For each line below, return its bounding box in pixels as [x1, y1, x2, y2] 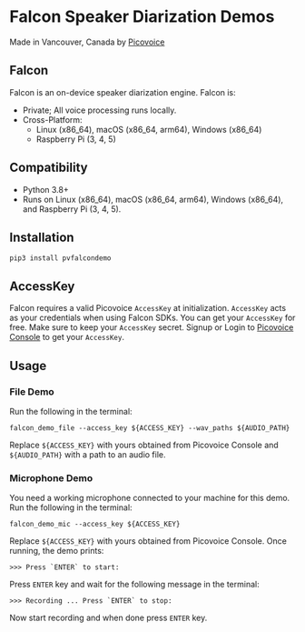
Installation [9, 229, 74, 245]
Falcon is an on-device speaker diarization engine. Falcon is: [9, 86, 236, 97]
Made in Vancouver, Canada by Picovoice [9, 36, 165, 47]
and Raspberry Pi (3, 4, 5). [22, 203, 122, 215]
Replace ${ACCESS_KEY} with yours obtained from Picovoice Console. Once [9, 536, 288, 547]
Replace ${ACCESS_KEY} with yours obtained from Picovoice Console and [9, 439, 279, 450]
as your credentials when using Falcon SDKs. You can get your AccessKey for [9, 312, 296, 324]
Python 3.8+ [22, 184, 70, 195]
